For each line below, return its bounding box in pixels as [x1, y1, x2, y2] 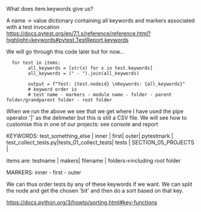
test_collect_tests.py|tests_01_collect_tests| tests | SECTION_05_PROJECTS [6, 139, 195, 146]
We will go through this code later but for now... [6, 48, 125, 55]
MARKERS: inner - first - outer [6, 169, 82, 176]
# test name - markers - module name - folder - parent [28, 92, 172, 98]
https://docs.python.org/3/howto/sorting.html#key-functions [6, 199, 157, 206]
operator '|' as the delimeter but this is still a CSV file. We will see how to [6, 114, 187, 121]
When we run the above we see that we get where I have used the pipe [6, 108, 183, 115]
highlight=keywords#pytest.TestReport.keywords [6, 36, 129, 43]
